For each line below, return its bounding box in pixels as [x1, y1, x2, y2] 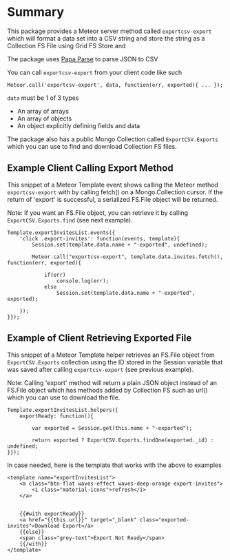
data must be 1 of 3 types [7, 94, 79, 102]
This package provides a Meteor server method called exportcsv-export [7, 27, 212, 35]
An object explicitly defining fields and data [17, 121, 140, 129]
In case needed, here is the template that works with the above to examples [7, 461, 222, 469]
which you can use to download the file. [7, 393, 121, 402]
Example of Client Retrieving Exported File [7, 332, 192, 344]
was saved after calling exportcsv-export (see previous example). [7, 365, 194, 373]
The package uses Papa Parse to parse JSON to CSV [7, 54, 158, 63]
